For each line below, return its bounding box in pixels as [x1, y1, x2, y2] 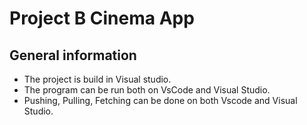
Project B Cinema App [9, 7, 195, 30]
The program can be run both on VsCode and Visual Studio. [23, 84, 271, 96]
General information [9, 47, 137, 64]
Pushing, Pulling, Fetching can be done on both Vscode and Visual [23, 95, 298, 106]
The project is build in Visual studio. [23, 73, 172, 85]
